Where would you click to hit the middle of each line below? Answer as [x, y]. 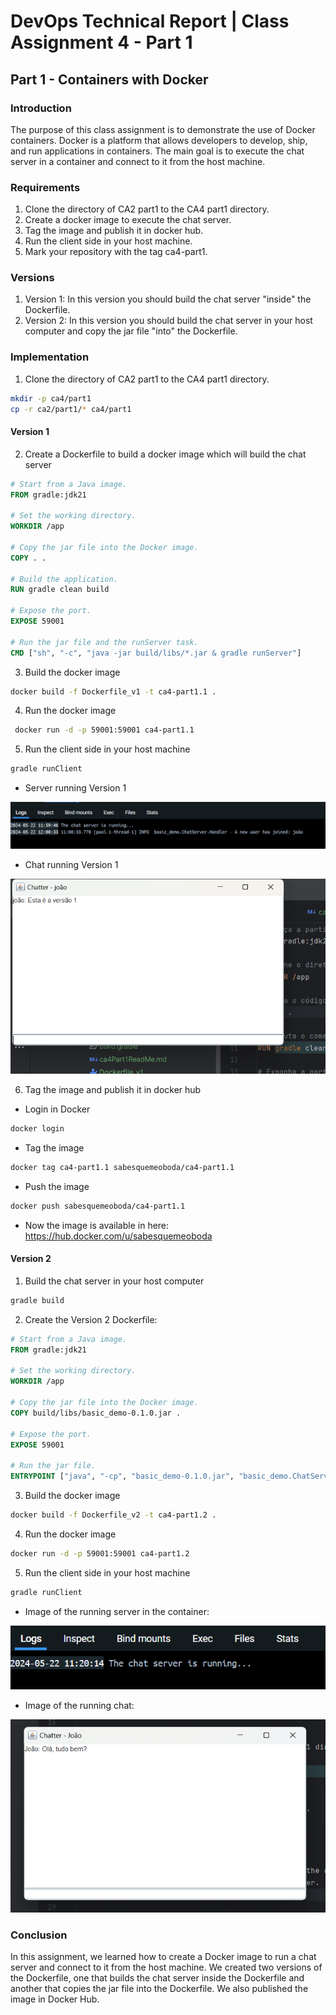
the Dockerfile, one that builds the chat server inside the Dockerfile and [157, 1978]
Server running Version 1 [75, 788]
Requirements [45, 187]
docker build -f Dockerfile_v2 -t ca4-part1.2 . [113, 1515]
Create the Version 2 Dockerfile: [91, 1319]
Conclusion [39, 1935]
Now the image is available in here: [97, 1225]
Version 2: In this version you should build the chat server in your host [168, 321]
